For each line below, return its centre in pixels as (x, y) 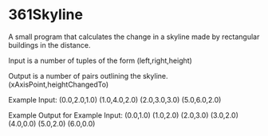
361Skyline (46, 15)
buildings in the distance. (49, 45)
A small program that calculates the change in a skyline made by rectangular (134, 37)
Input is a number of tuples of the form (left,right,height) (100, 60)
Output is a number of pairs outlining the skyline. (88, 76)
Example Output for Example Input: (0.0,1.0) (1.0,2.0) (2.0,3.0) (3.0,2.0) (124, 115)
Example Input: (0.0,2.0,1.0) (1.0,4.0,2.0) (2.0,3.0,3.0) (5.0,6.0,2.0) (115, 99)
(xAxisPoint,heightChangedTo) (59, 84)
